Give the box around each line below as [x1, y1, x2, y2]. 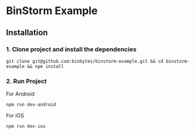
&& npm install [27, 63, 64, 69]
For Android [6, 90, 35, 97]
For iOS [6, 112, 25, 119]
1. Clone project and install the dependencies [6, 45, 136, 53]
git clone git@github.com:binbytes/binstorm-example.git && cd [6, 58, 164, 64]
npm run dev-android [6, 102, 57, 108]
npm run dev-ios [6, 123, 46, 130]
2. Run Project [6, 77, 47, 85]
